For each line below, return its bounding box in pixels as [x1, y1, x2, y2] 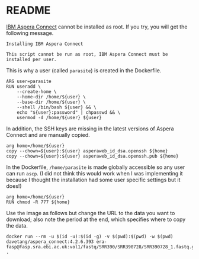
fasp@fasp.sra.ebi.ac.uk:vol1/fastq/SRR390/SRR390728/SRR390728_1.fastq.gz [6, 244, 197, 250]
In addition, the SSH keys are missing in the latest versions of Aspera [6, 125, 174, 132]
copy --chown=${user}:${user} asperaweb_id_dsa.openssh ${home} [6, 148, 168, 154]
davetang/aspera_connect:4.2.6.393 [6, 238, 94, 245]
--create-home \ [17, 88, 57, 95]
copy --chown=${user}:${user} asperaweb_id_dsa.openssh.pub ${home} [6, 153, 179, 159]
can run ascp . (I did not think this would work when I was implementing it [6, 170, 183, 177]
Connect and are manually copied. [6, 131, 90, 138]
